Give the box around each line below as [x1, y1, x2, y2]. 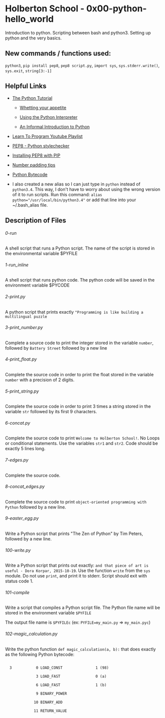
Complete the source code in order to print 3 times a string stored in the [5, 403, 151, 409]
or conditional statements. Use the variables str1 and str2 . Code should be [5, 440, 158, 446]
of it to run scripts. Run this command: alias [12, 191, 102, 197]
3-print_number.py [5, 324, 43, 330]
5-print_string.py [5, 388, 39, 394]
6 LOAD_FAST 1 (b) [36, 682, 107, 687]
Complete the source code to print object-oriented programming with [5, 499, 147, 504]
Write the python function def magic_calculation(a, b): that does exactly [5, 646, 156, 652]
